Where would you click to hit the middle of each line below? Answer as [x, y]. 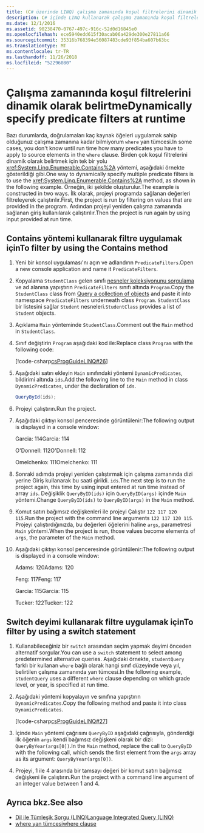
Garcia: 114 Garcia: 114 [42, 439]
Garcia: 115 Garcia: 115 [42, 591]
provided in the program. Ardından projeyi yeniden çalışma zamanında [94, 207]
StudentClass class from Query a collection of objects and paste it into [103, 294]
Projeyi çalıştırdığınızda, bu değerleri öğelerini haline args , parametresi [103, 525]
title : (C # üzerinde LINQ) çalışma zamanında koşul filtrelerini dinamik [102, 12]
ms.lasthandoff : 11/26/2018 [42, 57]
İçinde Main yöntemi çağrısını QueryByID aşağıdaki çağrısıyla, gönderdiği [104, 733]
